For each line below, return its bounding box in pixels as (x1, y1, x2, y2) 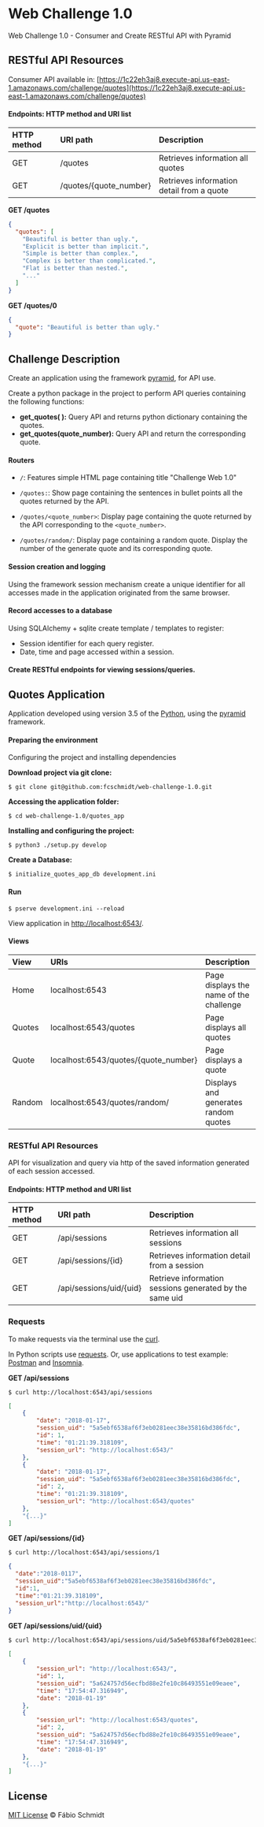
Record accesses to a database (8, 606, 112, 616)
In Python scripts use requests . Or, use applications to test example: (8, 1349, 229, 1359)
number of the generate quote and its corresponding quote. (19, 544, 213, 553)
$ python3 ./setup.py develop (8, 841, 108, 850)
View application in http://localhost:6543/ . (8, 918, 144, 928)
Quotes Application (8, 687, 105, 701)
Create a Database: (8, 855, 72, 865)
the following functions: (8, 397, 85, 407)
